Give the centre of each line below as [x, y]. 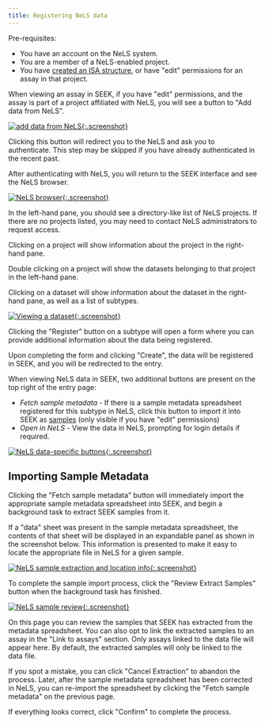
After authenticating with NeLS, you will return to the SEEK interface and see [133, 173]
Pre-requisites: [32, 38]
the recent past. [34, 158]
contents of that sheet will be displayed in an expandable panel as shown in [131, 536]
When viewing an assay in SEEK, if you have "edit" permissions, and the [125, 94]
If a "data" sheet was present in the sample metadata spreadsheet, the [123, 528]
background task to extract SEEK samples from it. [89, 512]
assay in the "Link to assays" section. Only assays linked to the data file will [131, 639]
